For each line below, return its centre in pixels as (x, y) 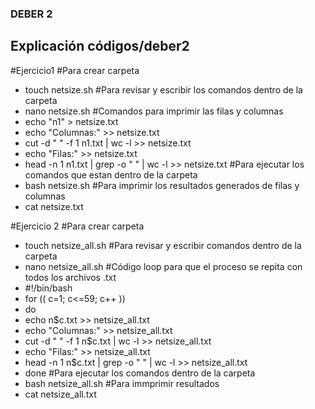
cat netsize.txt (54, 206)
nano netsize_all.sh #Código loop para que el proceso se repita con (163, 266)
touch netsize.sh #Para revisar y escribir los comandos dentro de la (163, 89)
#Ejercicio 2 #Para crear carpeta (77, 226)
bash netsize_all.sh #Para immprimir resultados (122, 383)
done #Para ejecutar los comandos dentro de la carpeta (140, 373)
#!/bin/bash (48, 288)
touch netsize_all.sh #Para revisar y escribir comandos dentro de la (163, 245)
